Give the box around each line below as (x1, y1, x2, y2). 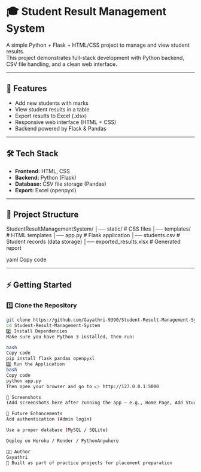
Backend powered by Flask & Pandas (14, 125, 106, 132)
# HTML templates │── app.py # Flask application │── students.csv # (6, 232, 181, 239)
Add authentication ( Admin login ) (6, 416, 93, 422)
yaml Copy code (6, 256, 47, 264)
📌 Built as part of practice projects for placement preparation (6, 459, 172, 466)
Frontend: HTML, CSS (14, 167, 71, 174)
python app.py (6, 378, 42, 384)
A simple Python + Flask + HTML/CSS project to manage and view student (6, 41, 190, 49)
